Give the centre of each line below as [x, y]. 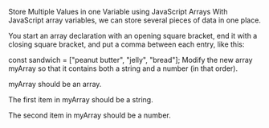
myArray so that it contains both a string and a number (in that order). [123, 68]
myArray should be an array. [55, 84]
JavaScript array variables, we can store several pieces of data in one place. [134, 20]
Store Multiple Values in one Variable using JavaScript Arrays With [118, 12]
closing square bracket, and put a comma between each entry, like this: [126, 44]
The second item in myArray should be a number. [90, 115]
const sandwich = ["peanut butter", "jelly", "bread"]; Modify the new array [130, 60]
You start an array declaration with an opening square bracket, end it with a [133, 36]
